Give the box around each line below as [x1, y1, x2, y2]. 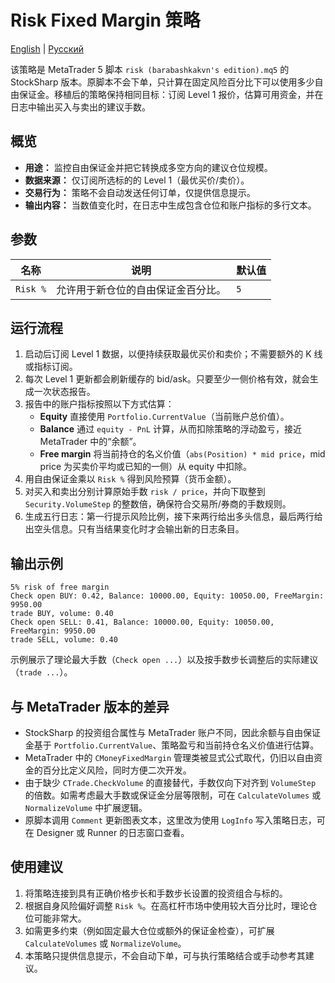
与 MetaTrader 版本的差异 [10, 698, 170, 715]
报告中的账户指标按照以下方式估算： [24, 398, 175, 410]
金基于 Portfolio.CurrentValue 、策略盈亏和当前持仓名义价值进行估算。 [24, 739, 320, 751]
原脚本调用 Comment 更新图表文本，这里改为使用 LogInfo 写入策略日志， [24, 814, 317, 826]
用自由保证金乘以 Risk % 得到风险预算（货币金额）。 [24, 473, 237, 485]
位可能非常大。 [24, 912, 87, 924]
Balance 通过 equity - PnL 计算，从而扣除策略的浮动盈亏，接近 [39, 423, 302, 435]
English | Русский [10, 42, 84, 55]
